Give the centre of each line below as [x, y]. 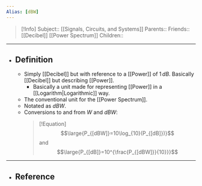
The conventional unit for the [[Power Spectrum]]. [86, 100]
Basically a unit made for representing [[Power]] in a [97, 87]
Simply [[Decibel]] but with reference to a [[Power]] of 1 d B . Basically [109, 74]
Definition [34, 60]
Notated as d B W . [45, 106]
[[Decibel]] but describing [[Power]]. [69, 80]
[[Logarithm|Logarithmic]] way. [71, 93]
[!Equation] [53, 124]
